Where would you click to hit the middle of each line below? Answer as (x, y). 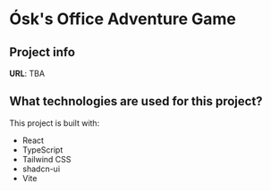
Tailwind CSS (47, 159)
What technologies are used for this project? (136, 101)
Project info (42, 52)
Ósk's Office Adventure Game (123, 19)
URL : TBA (27, 73)
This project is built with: (55, 123)
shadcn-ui (41, 169)
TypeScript (42, 149)
